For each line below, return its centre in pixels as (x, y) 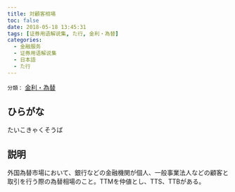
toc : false (23, 20)
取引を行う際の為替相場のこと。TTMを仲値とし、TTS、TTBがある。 (106, 181)
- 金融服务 (27, 47)
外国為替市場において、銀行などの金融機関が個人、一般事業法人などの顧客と (118, 173)
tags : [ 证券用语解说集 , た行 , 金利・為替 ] (63, 34)
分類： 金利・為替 (32, 87)
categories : (25, 40)
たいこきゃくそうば (35, 130)
